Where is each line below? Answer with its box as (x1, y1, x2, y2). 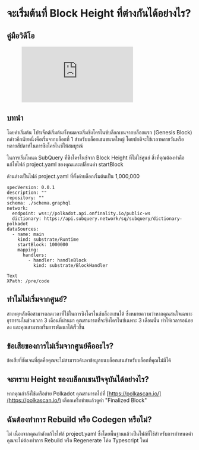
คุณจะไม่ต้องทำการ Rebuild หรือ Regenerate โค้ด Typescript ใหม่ (7, 437, 149, 444)
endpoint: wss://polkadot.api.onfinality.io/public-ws (12, 210, 151, 216)
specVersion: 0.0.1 (7, 184, 55, 190)
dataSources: (7, 226, 39, 232)
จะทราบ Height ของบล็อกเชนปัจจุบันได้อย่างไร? (7, 374, 149, 384)
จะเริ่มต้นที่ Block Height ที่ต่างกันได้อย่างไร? (7, 7, 191, 20)
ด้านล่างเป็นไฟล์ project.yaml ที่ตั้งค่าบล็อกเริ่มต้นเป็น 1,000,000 (7, 172, 140, 180)
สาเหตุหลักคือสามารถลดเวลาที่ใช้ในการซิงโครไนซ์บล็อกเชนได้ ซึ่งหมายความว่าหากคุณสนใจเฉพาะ (7, 310, 192, 317)
